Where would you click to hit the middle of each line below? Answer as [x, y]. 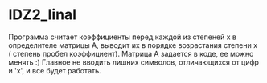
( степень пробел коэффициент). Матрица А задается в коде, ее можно [131, 53]
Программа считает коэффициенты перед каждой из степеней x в [123, 37]
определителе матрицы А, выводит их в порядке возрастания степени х [133, 45]
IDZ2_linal [43, 15]
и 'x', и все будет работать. [55, 70]
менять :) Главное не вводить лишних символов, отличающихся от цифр [134, 62]
